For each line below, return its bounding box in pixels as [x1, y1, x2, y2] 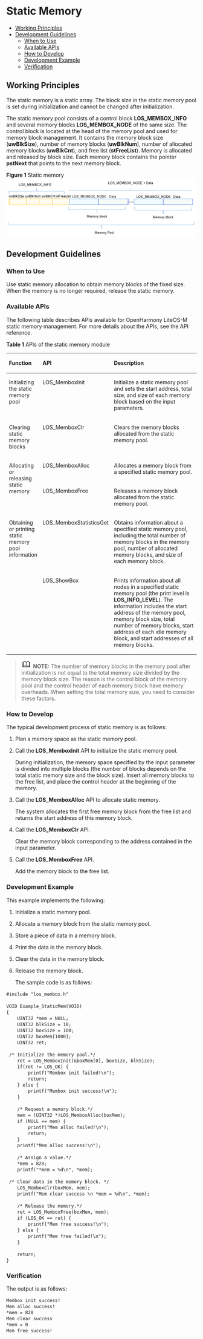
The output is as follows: [6, 1285, 68, 1292]
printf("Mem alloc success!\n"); [17, 1142, 101, 1148]
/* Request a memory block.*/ [17, 1106, 94, 1112]
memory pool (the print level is [114, 589, 190, 597]
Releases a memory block [114, 487, 178, 494]
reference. [6, 329, 32, 336]
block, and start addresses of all [114, 634, 193, 642]
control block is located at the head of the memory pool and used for [6, 127, 178, 134]
